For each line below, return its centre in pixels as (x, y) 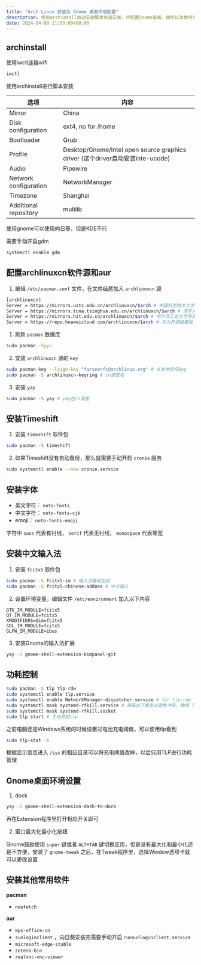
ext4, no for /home (89, 127)
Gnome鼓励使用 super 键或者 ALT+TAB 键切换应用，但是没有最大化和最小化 (97, 844)
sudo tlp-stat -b (28, 740)
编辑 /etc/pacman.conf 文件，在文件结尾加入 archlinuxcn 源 (88, 288)
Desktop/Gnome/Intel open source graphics (124, 150)
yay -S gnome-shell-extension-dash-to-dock (61, 807)
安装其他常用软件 (38, 880)
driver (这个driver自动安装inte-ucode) (116, 159)
